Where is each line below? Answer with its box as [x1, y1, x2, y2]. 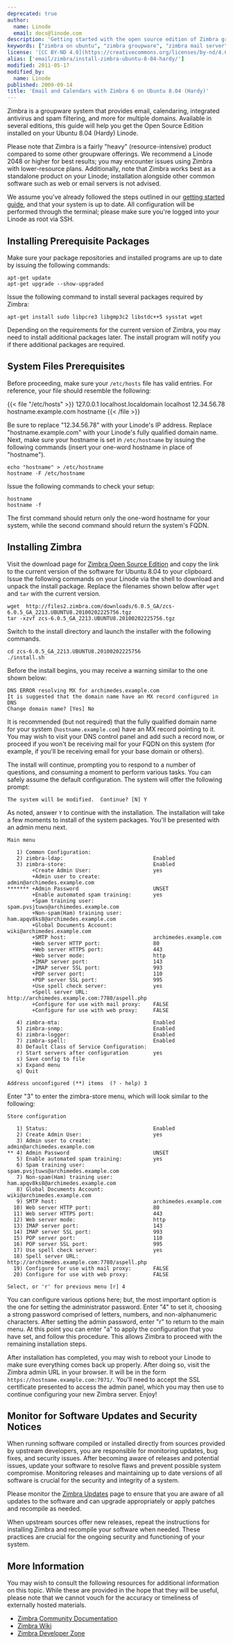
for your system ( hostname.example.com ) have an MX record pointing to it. [7, 724, 216, 733]
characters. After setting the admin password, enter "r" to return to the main [7, 1317, 224, 1326]
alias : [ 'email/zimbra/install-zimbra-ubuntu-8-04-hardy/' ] [7, 56, 185, 63]
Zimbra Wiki [17, 1622, 52, 1630]
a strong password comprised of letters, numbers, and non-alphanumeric [7, 1310, 217, 1318]
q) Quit [16, 1068, 39, 1075]
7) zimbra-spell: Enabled [16, 1037, 175, 1044]
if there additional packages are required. [7, 340, 126, 348]
